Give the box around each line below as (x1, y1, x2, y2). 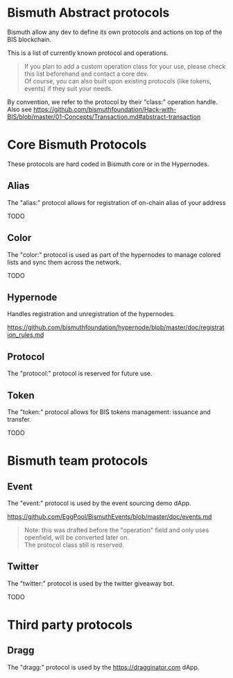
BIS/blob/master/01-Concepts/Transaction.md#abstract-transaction (7, 113, 201, 121)
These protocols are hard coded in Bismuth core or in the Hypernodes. (7, 160, 209, 168)
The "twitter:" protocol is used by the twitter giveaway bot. (7, 579, 175, 588)
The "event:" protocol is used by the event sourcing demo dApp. (7, 499, 191, 507)
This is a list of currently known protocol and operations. (7, 49, 169, 57)
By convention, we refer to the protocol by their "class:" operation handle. (7, 97, 218, 106)
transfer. (7, 415, 31, 423)
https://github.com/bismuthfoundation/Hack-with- (33, 105, 177, 113)
